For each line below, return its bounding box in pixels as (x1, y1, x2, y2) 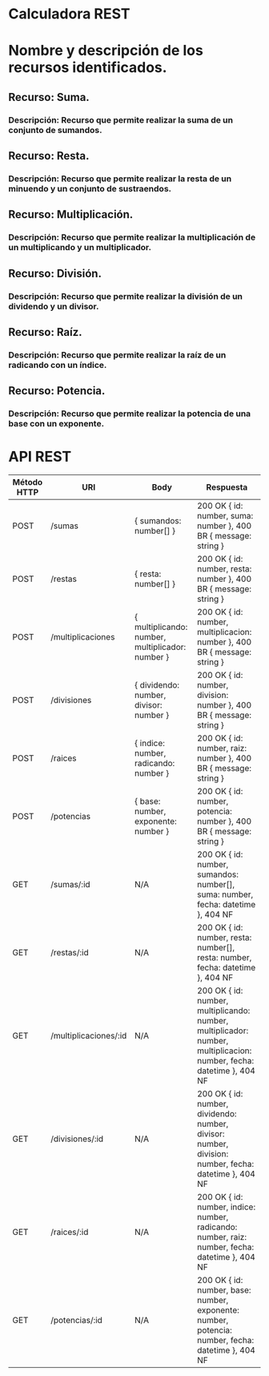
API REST (8, 448, 72, 466)
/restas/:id (50, 947, 90, 958)
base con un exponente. (8, 418, 105, 430)
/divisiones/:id (50, 1133, 104, 1144)
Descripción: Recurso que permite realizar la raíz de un (8, 349, 227, 361)
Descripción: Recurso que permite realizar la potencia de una (8, 408, 251, 419)
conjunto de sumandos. (8, 124, 102, 135)
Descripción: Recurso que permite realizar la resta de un (8, 173, 232, 184)
